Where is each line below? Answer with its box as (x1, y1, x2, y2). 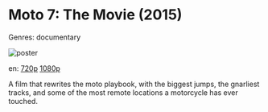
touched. (8, 96, 39, 106)
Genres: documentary (8, 32, 81, 42)
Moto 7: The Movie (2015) (8, 6, 183, 24)
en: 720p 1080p (8, 63, 60, 73)
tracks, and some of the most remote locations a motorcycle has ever (8, 87, 239, 97)
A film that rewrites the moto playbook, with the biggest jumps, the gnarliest (8, 79, 260, 89)
